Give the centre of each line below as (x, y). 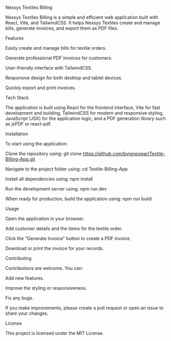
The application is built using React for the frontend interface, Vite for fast (83, 108)
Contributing (18, 258)
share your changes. (27, 313)
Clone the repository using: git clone (44, 154)
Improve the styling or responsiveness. (46, 288)
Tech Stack (17, 98)
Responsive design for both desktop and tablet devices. (64, 78)
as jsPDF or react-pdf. (29, 124)
